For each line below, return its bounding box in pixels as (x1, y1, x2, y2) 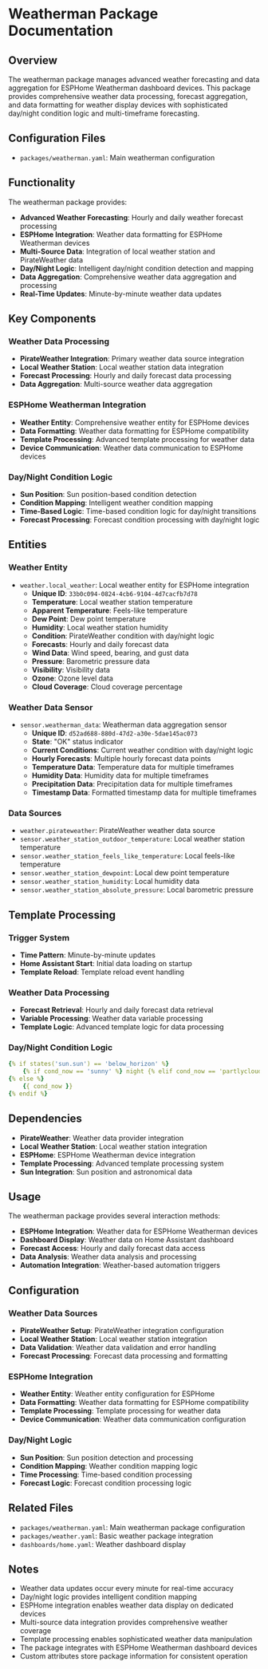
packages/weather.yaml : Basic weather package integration (19, 1531, 214, 1541)
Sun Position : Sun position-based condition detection (19, 489, 197, 499)
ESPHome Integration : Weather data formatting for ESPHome (19, 229, 223, 239)
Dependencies (8, 1112, 82, 1126)
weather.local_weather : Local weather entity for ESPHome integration (19, 580, 250, 590)
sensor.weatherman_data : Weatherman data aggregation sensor (19, 720, 227, 729)
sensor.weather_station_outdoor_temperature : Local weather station (19, 834, 246, 844)
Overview (8, 53, 58, 67)
